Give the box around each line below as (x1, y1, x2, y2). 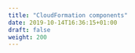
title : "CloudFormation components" (8, 11, 128, 19)
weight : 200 (8, 33, 47, 41)
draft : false (8, 26, 51, 34)
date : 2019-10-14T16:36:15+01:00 (8, 19, 118, 26)
